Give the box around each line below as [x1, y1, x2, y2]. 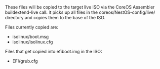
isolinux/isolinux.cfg [12, 39, 53, 45]
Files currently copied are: [5, 24, 58, 30]
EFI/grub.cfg [12, 58, 38, 64]
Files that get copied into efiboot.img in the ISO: [5, 49, 102, 54]
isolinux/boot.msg [12, 34, 49, 39]
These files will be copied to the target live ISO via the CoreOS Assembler [5, 4, 155, 10]
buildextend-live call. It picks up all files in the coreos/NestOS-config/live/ [5, 9, 156, 15]
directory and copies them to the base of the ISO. [5, 15, 106, 20]
